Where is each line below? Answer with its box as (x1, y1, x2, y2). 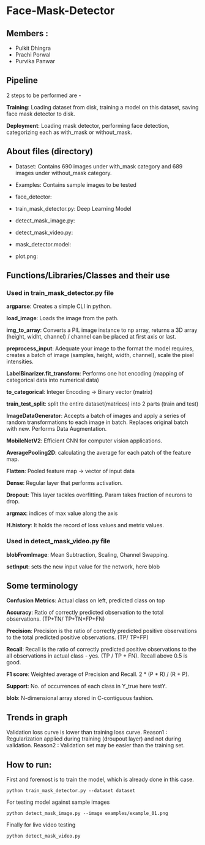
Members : (6, 28, 49, 39)
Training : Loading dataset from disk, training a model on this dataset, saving (6, 103, 199, 111)
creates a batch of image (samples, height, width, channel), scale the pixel (6, 352, 194, 359)
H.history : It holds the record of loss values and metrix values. (6, 522, 164, 529)
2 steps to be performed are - (6, 92, 81, 99)
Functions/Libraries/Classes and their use (6, 270, 170, 281)
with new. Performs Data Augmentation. (6, 425, 107, 433)
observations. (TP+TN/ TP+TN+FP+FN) (6, 615, 105, 623)
